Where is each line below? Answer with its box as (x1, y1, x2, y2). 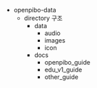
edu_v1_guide (44, 65, 83, 74)
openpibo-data (13, 6, 56, 14)
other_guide (44, 73, 79, 81)
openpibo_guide (44, 58, 91, 66)
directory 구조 (23, 14, 63, 22)
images (44, 36, 65, 44)
